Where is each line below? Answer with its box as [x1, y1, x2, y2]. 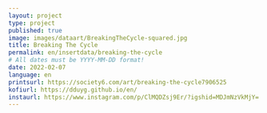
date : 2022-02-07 [8, 64, 66, 72]
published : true [8, 26, 62, 34]
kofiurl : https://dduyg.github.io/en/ [8, 85, 137, 94]
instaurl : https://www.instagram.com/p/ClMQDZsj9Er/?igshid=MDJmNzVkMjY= [8, 93, 260, 101]
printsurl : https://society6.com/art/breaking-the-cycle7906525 [8, 78, 227, 86]
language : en [8, 71, 52, 79]
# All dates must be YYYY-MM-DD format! [8, 56, 145, 64]
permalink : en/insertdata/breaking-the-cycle [8, 49, 162, 56]
